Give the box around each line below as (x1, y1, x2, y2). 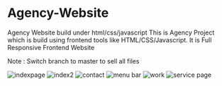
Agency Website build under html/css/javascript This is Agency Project (7, 28, 215, 37)
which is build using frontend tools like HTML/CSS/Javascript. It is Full (7, 35, 212, 44)
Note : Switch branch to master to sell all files (7, 56, 140, 65)
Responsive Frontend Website (7, 43, 95, 51)
